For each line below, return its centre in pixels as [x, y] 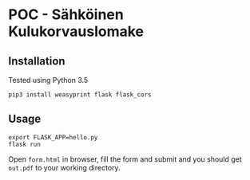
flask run [25, 144]
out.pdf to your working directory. [65, 167]
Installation [37, 61]
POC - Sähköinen [66, 15]
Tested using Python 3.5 [48, 80]
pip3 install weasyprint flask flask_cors [80, 95]
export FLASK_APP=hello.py [53, 137]
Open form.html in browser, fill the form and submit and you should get [125, 159]
